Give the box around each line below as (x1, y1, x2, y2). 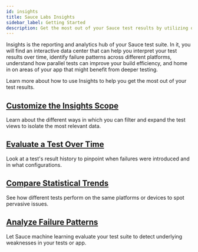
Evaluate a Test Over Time (6, 139, 104, 150)
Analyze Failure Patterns (6, 217, 98, 227)
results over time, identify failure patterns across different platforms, (6, 53, 172, 61)
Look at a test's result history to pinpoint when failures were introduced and (6, 155, 190, 162)
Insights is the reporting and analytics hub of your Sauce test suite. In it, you (6, 41, 191, 48)
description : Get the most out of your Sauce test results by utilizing (6, 25, 189, 31)
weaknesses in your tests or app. (6, 239, 87, 246)
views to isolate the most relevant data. (6, 123, 101, 130)
